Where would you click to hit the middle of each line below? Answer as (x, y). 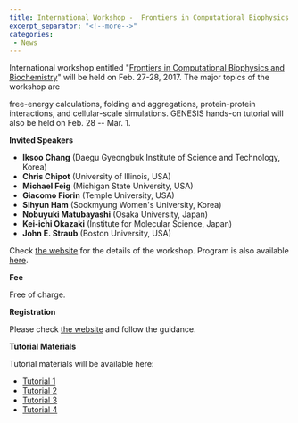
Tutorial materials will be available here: (82, 364)
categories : (31, 34)
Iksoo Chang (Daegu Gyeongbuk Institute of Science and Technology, (151, 158)
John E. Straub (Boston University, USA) (97, 234)
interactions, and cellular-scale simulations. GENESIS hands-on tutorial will (146, 113)
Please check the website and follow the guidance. (103, 329)
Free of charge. (37, 294)
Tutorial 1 (39, 381)
